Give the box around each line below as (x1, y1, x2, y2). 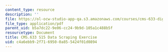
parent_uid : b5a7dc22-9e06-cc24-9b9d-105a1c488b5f (5, 26, 113, 31)
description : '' (5, 12, 39, 17)
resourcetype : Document (5, 30, 55, 35)
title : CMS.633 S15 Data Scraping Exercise (5, 35, 97, 40)
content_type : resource (5, 7, 55, 12)
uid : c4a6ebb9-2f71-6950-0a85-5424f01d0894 (5, 40, 97, 45)
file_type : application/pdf (5, 21, 64, 26)
